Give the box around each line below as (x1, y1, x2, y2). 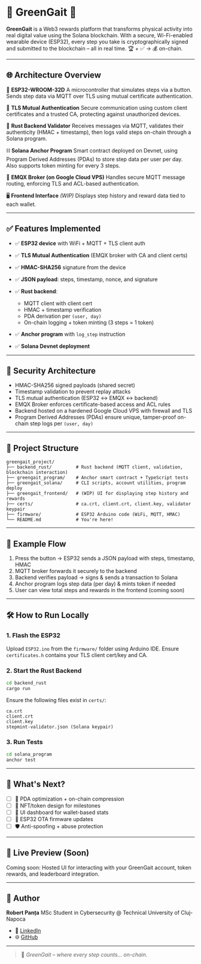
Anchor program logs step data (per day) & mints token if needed (14, 580, 176, 587)
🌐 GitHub (14, 933, 38, 941)
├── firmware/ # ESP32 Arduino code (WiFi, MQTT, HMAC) (6, 512, 181, 518)
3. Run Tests (6, 738, 43, 746)
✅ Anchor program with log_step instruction (14, 330, 126, 338)
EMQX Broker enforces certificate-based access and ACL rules (14, 401, 171, 408)
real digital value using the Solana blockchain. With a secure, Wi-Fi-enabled (6, 31, 193, 38)
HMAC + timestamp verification (23, 306, 102, 313)
